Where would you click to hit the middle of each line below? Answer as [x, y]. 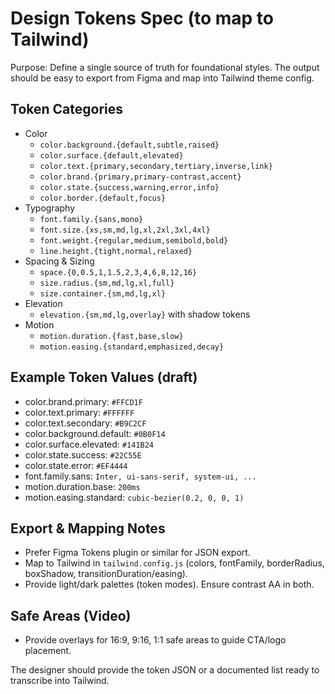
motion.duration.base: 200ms [82, 486]
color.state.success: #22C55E [83, 454]
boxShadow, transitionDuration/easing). [106, 574]
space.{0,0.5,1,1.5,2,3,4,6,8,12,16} [118, 272]
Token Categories [66, 109]
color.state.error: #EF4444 [76, 465]
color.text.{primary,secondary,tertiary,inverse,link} [156, 166]
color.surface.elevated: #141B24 [89, 444]
